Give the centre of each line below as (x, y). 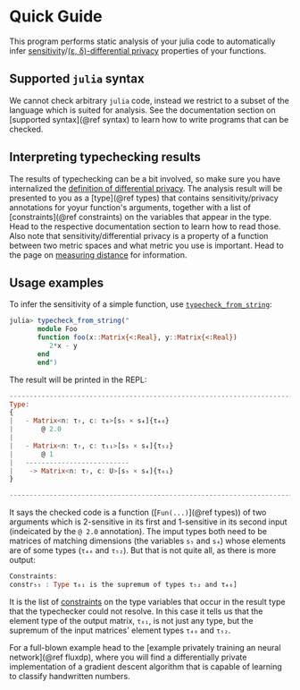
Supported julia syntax (77, 79)
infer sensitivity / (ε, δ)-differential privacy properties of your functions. (138, 50)
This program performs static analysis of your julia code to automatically (142, 41)
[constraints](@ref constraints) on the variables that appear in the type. (141, 217)
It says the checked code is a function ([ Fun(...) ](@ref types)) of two (138, 513)
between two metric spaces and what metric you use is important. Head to (146, 245)
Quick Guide (56, 17)
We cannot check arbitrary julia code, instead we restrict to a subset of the (150, 100)
